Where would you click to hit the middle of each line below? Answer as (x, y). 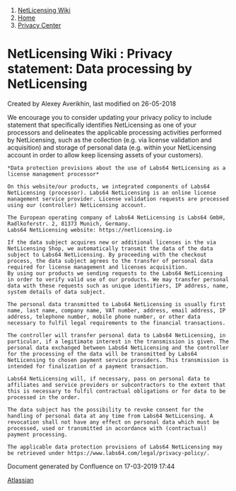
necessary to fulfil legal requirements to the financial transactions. (117, 323)
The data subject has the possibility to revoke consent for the (105, 410)
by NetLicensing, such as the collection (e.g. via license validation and (110, 140)
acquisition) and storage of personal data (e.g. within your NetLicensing (112, 147)
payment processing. (38, 434)
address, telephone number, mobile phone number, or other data (104, 317)
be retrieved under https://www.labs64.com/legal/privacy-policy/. (109, 453)
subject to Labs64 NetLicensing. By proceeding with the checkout (107, 254)
